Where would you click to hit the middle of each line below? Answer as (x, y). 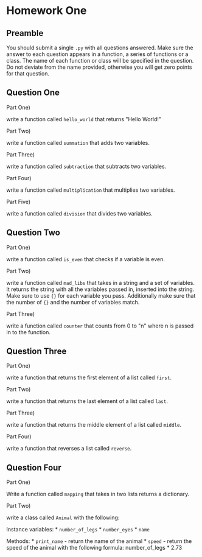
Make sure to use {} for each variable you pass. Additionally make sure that (101, 295)
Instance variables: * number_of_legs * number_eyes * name (78, 530)
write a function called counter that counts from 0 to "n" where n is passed (100, 326)
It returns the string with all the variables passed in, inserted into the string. (100, 289)
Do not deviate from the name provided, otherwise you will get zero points (99, 67)
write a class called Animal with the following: (63, 517)
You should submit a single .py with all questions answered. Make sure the (100, 47)
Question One (33, 93)
